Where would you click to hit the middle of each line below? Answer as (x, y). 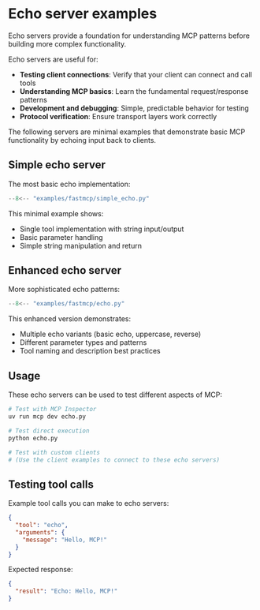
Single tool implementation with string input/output (102, 229)
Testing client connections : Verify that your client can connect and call (136, 74)
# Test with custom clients (54, 452)
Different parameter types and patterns (83, 342)
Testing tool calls (51, 484)
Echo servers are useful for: (53, 59)
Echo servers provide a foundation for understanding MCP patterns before (129, 36)
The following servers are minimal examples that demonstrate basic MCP (127, 132)
